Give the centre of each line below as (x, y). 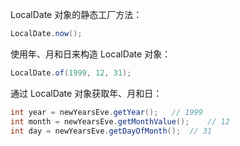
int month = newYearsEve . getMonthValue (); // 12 (120, 121)
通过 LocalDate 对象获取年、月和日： (86, 93)
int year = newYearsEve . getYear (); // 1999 (106, 112)
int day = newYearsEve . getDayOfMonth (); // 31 (111, 131)
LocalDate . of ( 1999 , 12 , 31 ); (71, 73)
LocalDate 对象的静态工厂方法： (76, 14)
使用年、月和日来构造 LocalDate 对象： (91, 54)
